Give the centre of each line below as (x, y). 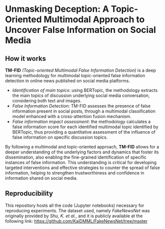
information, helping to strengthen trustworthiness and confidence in (75, 173)
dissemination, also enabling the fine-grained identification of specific (76, 157)
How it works (26, 58)
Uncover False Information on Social (81, 30)
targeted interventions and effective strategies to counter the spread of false (82, 168)
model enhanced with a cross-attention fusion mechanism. (72, 116)
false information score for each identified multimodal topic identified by (85, 127)
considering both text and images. (47, 101)
